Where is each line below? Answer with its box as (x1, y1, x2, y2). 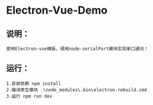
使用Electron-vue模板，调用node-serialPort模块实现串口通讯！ (6, 46, 149, 52)
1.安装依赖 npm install (6, 81, 61, 87)
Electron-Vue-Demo (6, 4, 108, 17)
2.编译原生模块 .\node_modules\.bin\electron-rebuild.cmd (6, 87, 147, 93)
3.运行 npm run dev (6, 93, 53, 99)
